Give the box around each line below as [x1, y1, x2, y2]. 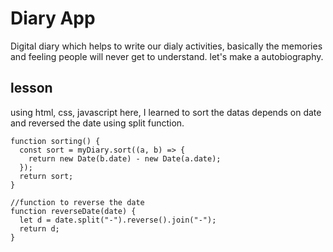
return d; [19, 223, 60, 234]
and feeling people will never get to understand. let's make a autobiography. [10, 50, 324, 62]
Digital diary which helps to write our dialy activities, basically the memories [10, 40, 323, 52]
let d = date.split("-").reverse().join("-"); [19, 215, 217, 225]
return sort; [19, 171, 74, 181]
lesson [10, 80, 53, 97]
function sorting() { [10, 136, 101, 146]
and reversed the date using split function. [10, 117, 185, 129]
